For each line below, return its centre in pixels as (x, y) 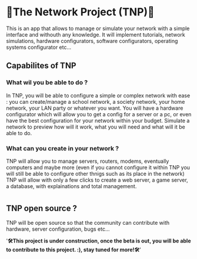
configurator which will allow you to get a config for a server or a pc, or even (99, 114)
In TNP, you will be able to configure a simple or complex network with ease (98, 95)
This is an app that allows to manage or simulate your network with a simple (98, 28)
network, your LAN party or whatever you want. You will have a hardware (95, 108)
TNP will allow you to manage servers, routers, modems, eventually (88, 161)
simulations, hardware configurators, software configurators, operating (92, 41)
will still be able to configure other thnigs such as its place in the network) (96, 173)
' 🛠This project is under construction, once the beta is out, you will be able (98, 241)
